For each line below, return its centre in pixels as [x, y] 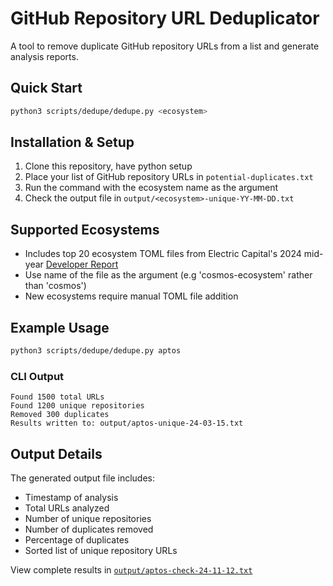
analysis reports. [44, 56]
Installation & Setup [72, 142]
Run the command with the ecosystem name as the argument [151, 188]
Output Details [56, 453]
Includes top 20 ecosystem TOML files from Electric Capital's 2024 [163, 254]
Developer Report [82, 264]
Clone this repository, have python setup [108, 166]
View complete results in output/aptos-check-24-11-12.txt [131, 570]
